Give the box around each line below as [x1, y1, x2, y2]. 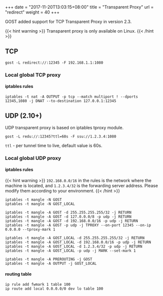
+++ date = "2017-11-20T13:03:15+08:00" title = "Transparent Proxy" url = [5, 4, 154, 10]
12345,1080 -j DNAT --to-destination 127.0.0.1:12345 [5, 98, 117, 104]
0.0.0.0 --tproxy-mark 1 [5, 227, 55, 232]
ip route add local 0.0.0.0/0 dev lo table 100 [5, 286, 104, 291]
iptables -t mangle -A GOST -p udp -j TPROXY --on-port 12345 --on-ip [5, 223, 151, 227]
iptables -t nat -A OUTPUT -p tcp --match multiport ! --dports [5, 94, 138, 99]
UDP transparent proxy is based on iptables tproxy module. [5, 124, 124, 130]
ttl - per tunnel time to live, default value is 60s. [5, 142, 103, 148]
